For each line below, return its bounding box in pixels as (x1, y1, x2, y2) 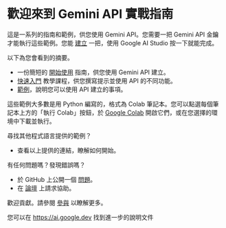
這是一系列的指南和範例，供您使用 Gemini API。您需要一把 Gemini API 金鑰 (7, 30, 219, 38)
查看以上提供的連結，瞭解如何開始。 (16, 146, 120, 155)
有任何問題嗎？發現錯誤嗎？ (7, 161, 86, 169)
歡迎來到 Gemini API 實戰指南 (7, 6, 174, 22)
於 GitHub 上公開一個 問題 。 (16, 175, 97, 183)
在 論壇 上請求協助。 (16, 183, 76, 192)
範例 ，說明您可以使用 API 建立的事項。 (16, 85, 127, 93)
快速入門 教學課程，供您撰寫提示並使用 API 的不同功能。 (16, 76, 177, 84)
